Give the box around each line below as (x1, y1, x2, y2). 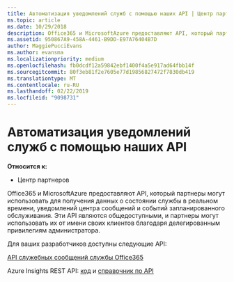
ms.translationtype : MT (7, 75, 77, 82)
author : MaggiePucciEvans (7, 42, 82, 49)
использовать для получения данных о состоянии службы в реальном (7, 196, 218, 205)
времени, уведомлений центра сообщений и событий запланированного (7, 203, 225, 212)
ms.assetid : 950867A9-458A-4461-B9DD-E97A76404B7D (7, 36, 157, 43)
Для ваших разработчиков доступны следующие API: (7, 240, 167, 248)
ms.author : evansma (7, 49, 64, 56)
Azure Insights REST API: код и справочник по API (7, 266, 155, 275)
